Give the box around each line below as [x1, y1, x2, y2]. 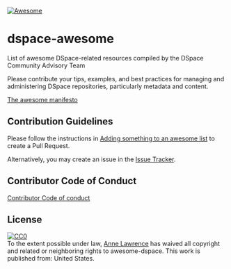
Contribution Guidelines [7, 115, 113, 128]
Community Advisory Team [7, 61, 86, 70]
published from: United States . [7, 254, 95, 263]
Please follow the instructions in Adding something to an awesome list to [7, 134, 216, 142]
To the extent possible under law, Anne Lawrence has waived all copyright [7, 240, 221, 248]
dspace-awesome [7, 31, 115, 47]
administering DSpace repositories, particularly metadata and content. [7, 82, 209, 90]
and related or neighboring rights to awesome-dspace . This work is [7, 247, 200, 255]
